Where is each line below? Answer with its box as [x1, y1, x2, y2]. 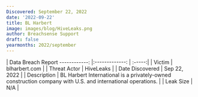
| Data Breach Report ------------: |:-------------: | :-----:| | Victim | [6, 58, 173, 66]
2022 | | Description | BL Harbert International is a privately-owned [6, 71, 172, 78]
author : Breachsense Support [6, 31, 79, 37]
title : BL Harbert [6, 20, 52, 26]
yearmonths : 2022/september [6, 43, 77, 48]
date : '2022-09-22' [6, 14, 55, 20]
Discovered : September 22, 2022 [6, 8, 87, 15]
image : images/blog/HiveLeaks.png [6, 25, 93, 32]
